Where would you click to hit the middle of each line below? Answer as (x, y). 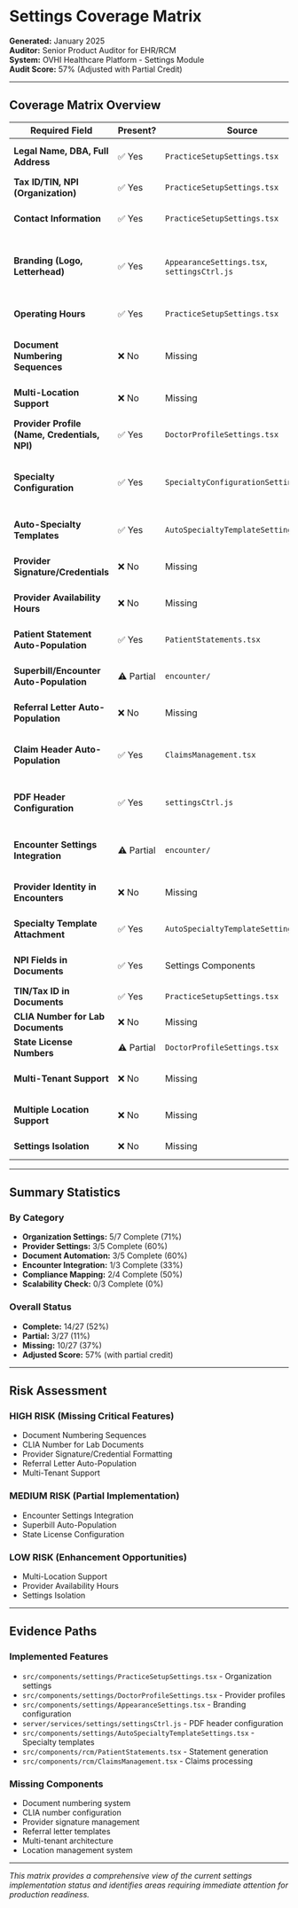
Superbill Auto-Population (69, 1525)
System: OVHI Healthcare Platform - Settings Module (107, 59)
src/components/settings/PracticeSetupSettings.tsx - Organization (147, 1676)
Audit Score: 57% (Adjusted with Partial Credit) (96, 69)
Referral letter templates (66, 1831)
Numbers (34, 1052)
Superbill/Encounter (57, 670)
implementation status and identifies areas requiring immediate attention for (149, 1885)
